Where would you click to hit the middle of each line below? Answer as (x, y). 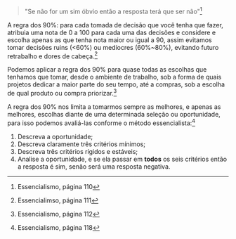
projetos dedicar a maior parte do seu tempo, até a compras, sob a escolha (116, 84)
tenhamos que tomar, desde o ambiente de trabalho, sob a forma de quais (114, 77)
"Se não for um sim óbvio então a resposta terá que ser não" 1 (113, 11)
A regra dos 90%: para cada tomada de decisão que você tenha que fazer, (115, 25)
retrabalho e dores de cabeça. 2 (53, 56)
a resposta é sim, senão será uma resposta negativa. (94, 166)
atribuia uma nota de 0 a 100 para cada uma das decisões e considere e (112, 32)
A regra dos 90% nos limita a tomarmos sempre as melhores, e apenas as (114, 106)
